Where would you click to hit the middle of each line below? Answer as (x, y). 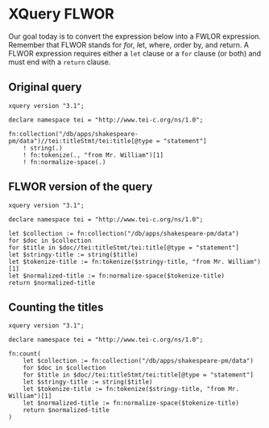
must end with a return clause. (60, 62)
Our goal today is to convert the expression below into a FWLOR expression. (135, 36)
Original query (45, 87)
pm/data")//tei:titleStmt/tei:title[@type (81, 141)
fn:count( (25, 354)
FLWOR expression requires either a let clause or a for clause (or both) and (135, 53)
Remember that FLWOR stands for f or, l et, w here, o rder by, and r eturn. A (129, 44)
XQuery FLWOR (61, 14)
